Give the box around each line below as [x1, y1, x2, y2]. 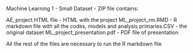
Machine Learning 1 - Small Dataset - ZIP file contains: [6, 5, 139, 12]
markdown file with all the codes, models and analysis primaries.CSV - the [6, 23, 188, 29]
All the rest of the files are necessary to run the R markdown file [6, 41, 162, 47]
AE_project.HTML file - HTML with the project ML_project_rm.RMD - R [6, 16, 178, 23]
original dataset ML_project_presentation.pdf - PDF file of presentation [6, 29, 179, 36]
